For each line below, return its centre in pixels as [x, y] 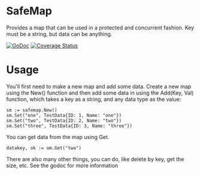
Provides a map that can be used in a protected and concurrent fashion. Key [100, 28]
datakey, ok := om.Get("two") [44, 148]
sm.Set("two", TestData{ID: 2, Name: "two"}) [64, 120]
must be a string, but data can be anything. [59, 34]
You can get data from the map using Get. [58, 137]
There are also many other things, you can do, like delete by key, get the [95, 159]
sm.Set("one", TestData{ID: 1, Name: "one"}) [64, 115]
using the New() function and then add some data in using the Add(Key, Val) [100, 93]
